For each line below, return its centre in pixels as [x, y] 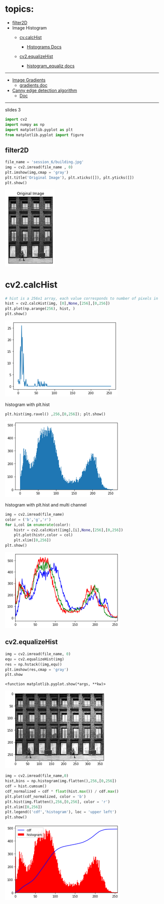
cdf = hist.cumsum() [26, 786]
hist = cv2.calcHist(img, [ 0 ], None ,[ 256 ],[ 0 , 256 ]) [58, 304]
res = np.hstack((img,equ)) [34, 664]
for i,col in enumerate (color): [38, 525]
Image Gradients [29, 80]
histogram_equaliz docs [51, 66]
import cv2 [16, 119]
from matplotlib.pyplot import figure [44, 135]
